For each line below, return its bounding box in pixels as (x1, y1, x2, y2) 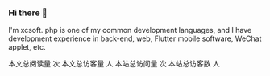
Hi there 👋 (8, 7, 48, 18)
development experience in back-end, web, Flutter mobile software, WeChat (8, 34, 262, 43)
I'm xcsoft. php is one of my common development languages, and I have (8, 26, 252, 35)
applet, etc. (8, 42, 46, 52)
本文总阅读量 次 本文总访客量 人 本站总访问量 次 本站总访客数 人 (8, 59, 220, 69)
